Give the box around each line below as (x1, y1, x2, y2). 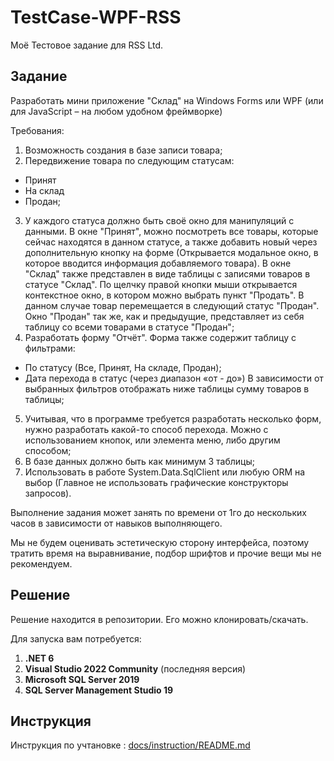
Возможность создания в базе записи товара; (24, 144, 223, 156)
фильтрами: (24, 342, 76, 354)
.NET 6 (24, 652, 55, 664)
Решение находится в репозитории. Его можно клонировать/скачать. (10, 613, 309, 625)
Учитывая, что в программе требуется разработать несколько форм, (24, 412, 322, 425)
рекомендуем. (10, 557, 73, 570)
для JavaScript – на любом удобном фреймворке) (10, 105, 223, 117)
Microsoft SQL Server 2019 (24, 673, 140, 685)
